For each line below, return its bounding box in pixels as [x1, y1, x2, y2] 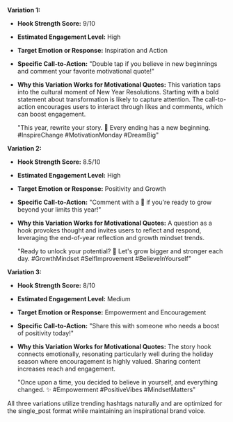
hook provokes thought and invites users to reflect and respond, [17, 226, 202, 235]
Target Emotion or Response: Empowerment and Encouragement [17, 308, 207, 316]
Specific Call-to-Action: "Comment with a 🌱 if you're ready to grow [17, 198, 212, 206]
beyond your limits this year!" [17, 205, 102, 214]
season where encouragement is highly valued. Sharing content [17, 357, 200, 365]
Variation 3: [7, 268, 42, 276]
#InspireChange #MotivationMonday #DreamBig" [17, 131, 159, 139]
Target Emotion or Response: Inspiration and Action [17, 47, 168, 54]
